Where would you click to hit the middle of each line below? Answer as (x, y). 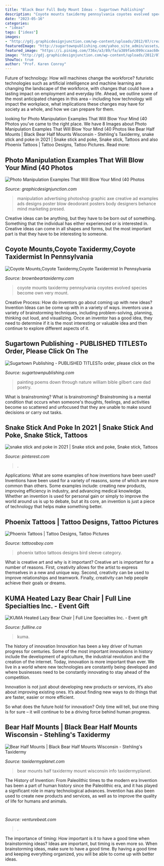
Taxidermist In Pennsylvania (49, 257)
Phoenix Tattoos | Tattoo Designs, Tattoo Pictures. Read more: (68, 145)
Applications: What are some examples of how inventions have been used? (81, 475)
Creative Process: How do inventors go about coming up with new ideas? (79, 302)
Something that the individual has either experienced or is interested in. (77, 223)
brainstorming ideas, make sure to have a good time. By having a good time (81, 849)
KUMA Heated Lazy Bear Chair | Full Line (68, 598)
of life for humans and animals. (36, 801)
